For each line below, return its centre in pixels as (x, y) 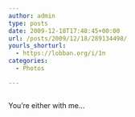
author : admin (32, 16)
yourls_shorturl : (37, 46)
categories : (28, 61)
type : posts (28, 23)
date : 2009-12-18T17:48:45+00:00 (64, 31)
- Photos (30, 69)
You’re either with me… (47, 105)
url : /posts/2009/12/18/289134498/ (68, 38)
